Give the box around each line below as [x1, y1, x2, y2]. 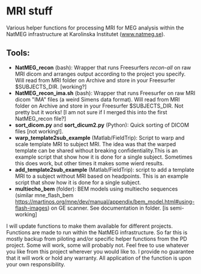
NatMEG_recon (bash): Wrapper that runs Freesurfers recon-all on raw [14, 64, 191, 71]
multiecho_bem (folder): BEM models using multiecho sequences [14, 185, 178, 192]
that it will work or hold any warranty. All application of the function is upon [6, 254, 192, 261]
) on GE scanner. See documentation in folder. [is [47, 204, 169, 212]
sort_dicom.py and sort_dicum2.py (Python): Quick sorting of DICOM [14, 121, 190, 129]
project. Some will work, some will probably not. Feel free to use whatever [6, 242, 189, 249]
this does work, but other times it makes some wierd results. [14, 159, 164, 166]
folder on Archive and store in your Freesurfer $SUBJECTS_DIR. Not [14, 102, 184, 109]
